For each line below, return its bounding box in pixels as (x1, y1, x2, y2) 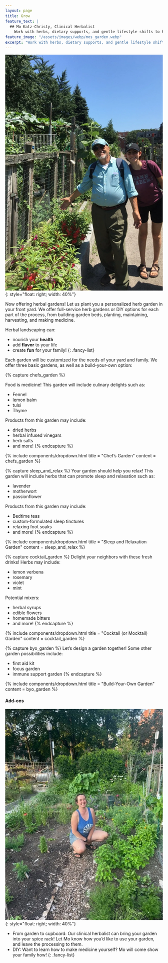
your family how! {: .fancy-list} (12, 952, 75, 958)
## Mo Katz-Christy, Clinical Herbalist (9, 24, 95, 29)
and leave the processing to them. (12, 941, 83, 947)
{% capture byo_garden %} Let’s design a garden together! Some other (5, 645, 152, 651)
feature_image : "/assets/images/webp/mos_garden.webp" (5, 35, 122, 40)
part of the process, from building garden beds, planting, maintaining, (5, 312, 148, 318)
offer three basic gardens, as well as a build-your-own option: (5, 362, 132, 368)
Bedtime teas (12, 513, 40, 519)
